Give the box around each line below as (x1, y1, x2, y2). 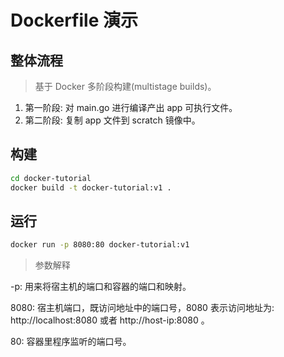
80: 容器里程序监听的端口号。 (10, 336, 132, 348)
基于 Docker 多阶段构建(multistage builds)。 (34, 81, 217, 92)
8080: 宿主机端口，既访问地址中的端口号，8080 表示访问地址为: (10, 302, 275, 314)
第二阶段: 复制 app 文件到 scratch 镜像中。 (24, 114, 201, 126)
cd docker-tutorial (10, 173, 92, 183)
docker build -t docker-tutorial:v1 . (10, 182, 172, 193)
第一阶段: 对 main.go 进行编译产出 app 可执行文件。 (24, 102, 238, 113)
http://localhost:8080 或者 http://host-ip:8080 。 (10, 314, 210, 326)
